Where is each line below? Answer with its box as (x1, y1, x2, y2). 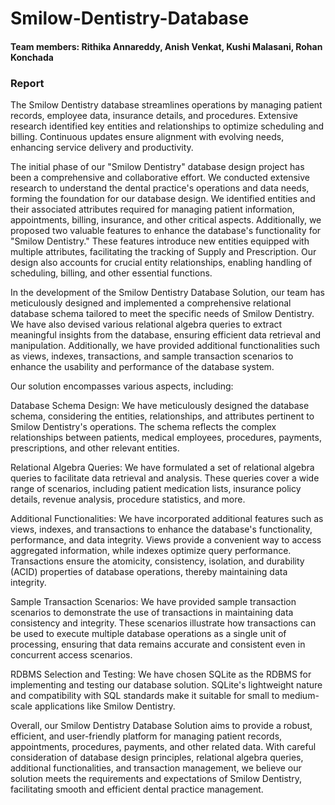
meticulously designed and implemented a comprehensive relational (10, 297, 292, 309)
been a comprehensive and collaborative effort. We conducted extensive (10, 172, 310, 184)
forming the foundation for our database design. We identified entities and (10, 193, 316, 205)
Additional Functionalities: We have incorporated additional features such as (10, 513, 324, 525)
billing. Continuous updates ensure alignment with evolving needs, (10, 131, 285, 143)
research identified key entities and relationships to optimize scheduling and (10, 120, 325, 132)
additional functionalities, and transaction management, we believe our (10, 762, 302, 774)
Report (10, 76, 45, 90)
